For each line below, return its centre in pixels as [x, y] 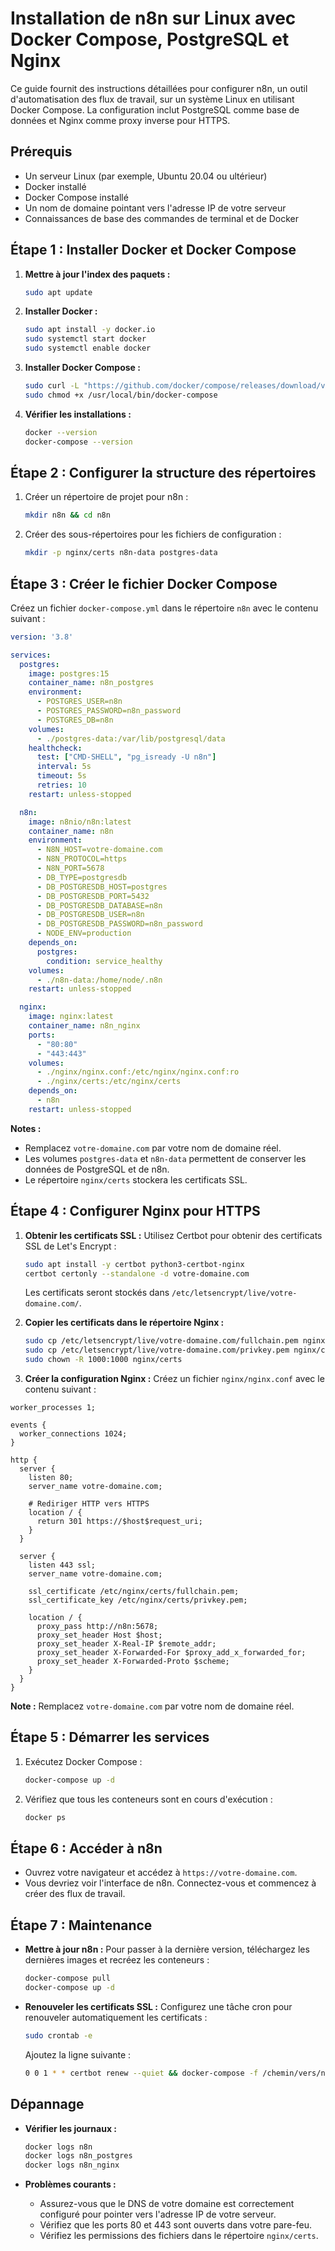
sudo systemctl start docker [85, 339]
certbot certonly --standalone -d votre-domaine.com [137, 1273]
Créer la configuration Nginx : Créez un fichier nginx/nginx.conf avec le [174, 1378]
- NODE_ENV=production [84, 933]
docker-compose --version [78, 442]
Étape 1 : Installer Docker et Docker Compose [153, 250]
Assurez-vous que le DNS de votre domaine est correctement [167, 2204]
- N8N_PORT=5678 [70, 868]
